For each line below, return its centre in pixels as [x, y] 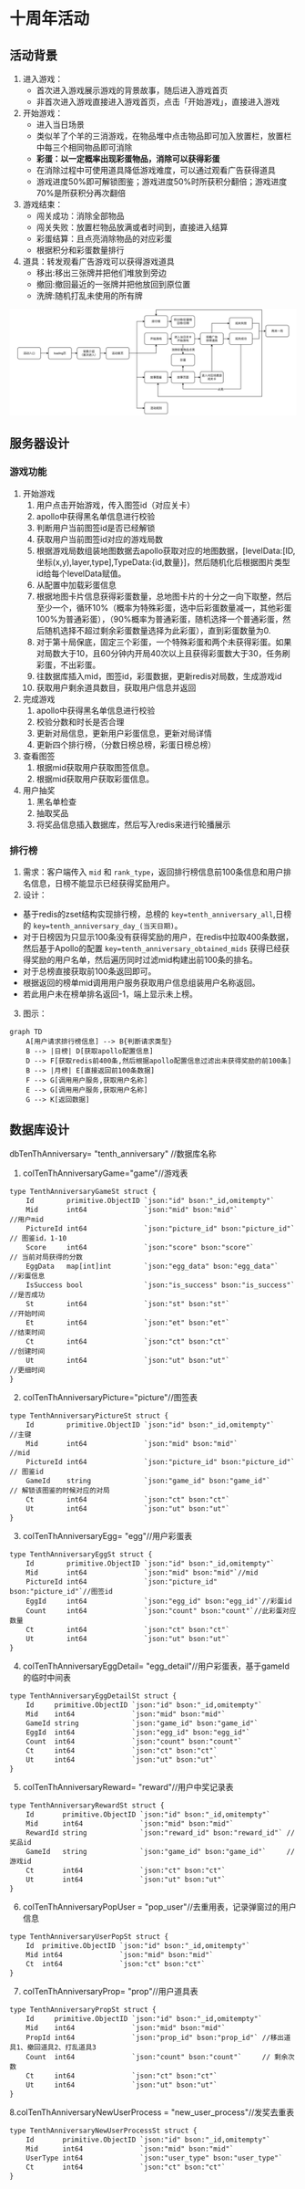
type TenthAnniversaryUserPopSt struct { [89, 1936]
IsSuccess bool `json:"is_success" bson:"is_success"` [161, 1285]
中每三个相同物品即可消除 [84, 147]
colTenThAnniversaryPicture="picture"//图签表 [110, 1397]
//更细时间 [27, 1370]
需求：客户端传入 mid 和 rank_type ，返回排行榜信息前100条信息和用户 [153, 872]
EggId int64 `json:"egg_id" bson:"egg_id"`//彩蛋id [159, 1601]
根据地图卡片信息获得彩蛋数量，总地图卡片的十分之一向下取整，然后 [164, 596]
